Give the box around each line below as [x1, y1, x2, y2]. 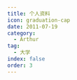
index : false [7, 56, 45, 63]
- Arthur [13, 36, 39, 43]
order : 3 [7, 62, 33, 69]
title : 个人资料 [7, 10, 50, 17]
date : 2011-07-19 [7, 23, 58, 30]
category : [7, 29, 36, 37]
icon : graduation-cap [7, 17, 71, 24]
